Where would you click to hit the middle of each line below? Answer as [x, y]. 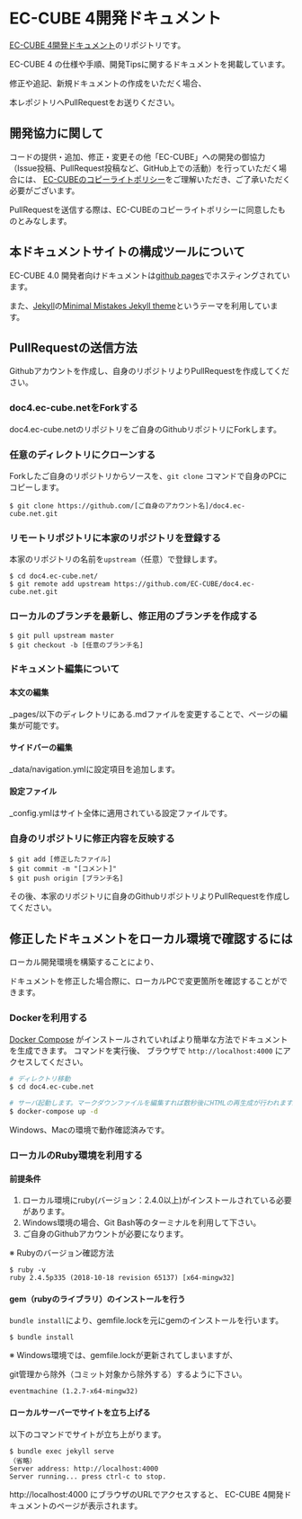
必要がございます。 [44, 191]
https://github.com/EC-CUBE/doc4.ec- [184, 584]
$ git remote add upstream [60, 584]
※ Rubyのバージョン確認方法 [62, 1253]
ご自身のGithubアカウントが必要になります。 [105, 1234]
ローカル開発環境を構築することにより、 [84, 962]
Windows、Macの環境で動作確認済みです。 [89, 1130]
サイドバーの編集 [41, 748]
